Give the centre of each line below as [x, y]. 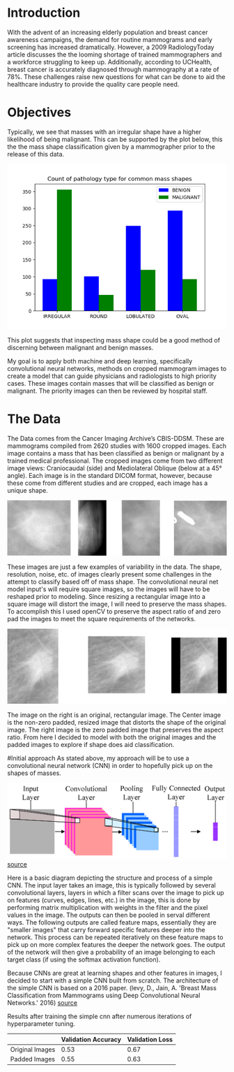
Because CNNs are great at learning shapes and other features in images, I [115, 973]
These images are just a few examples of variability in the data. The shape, [115, 567]
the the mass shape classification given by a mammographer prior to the [111, 146]
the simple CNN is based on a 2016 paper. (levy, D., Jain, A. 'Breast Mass [112, 988]
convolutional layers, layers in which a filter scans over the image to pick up [116, 893]
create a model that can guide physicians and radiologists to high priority [112, 376]
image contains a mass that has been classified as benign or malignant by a [116, 453]
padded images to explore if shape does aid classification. [91, 744]
